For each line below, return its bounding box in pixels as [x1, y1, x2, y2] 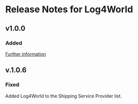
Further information [5, 51, 46, 57]
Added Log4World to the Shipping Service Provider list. [5, 93, 122, 99]
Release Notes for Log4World [5, 4, 133, 15]
